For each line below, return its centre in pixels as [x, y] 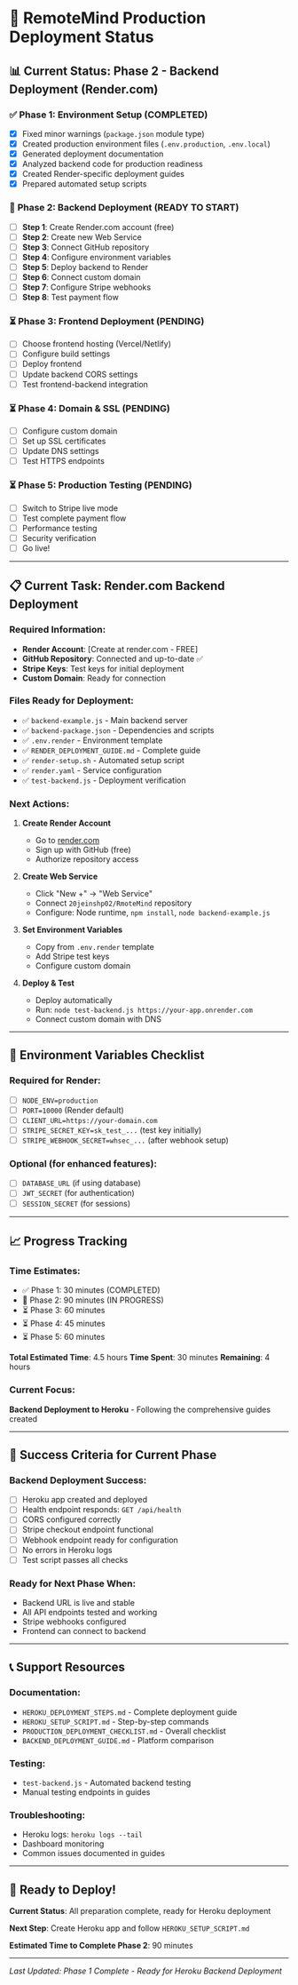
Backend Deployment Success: [78, 1480]
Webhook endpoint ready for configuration [100, 1540]
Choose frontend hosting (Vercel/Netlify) [96, 344]
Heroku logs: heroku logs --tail [82, 1835]
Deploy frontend [52, 364]
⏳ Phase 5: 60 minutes [63, 1337]
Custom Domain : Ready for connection [94, 678]
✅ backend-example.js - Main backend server [105, 720]
